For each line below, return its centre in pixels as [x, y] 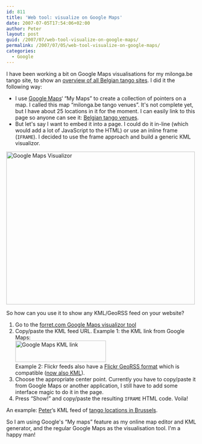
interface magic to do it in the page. [59, 392]
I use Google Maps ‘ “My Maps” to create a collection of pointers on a [101, 98]
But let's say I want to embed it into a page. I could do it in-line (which [102, 124]
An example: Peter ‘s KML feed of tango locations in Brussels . [82, 410]
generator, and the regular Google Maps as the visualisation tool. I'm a [93, 428]
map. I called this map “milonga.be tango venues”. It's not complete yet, [104, 105]
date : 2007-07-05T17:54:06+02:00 [48, 23]
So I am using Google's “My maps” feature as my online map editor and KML [101, 422]
